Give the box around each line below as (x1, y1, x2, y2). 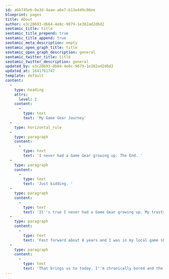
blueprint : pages (5, 12, 42, 17)
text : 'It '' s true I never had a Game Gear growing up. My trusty (23, 209, 165, 215)
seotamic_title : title (5, 26, 53, 31)
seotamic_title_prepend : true (5, 31, 69, 36)
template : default (5, 73, 44, 78)
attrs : (14, 92, 28, 97)
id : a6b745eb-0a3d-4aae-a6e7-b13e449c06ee (5, 7, 96, 13)
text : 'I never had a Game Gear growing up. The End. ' (23, 153, 143, 158)
